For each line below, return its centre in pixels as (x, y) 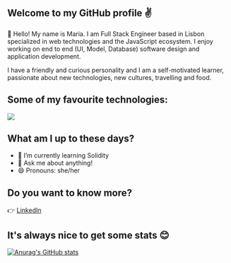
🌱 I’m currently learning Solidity (63, 156)
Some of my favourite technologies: (88, 100)
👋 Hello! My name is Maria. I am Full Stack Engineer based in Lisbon (106, 34)
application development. (44, 56)
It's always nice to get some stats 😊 (88, 235)
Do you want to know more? (70, 193)
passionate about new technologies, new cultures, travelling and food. (109, 77)
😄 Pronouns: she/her (48, 170)
